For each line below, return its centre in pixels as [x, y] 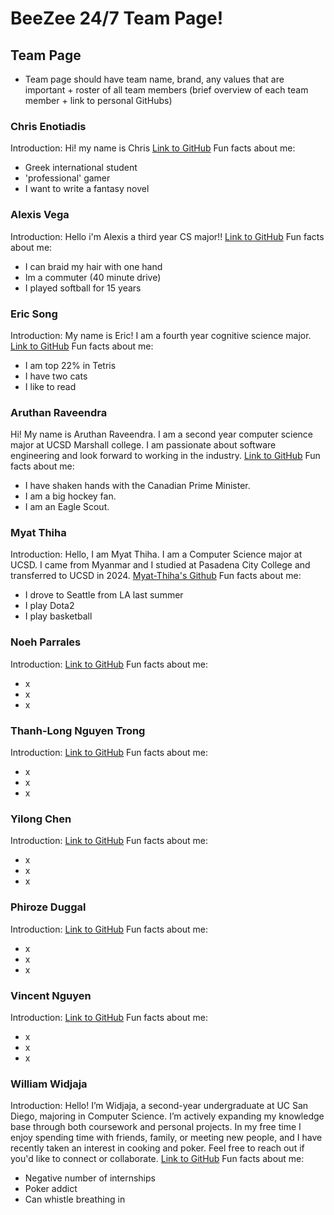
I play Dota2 [49, 606]
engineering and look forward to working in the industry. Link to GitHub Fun [165, 456]
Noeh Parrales [46, 642]
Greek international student [81, 168]
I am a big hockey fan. [70, 496]
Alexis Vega [40, 215]
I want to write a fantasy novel [87, 189]
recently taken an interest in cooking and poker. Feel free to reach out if [157, 1148]
